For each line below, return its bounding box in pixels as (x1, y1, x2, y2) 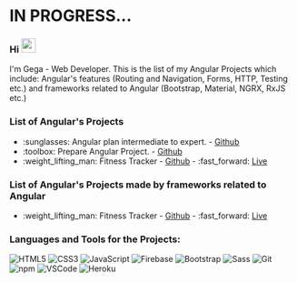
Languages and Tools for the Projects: (9, 233, 181, 246)
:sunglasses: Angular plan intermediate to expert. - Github (22, 136, 240, 147)
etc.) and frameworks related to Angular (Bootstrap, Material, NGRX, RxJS (9, 83, 286, 94)
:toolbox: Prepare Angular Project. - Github (22, 146, 183, 157)
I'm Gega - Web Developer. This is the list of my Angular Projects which (9, 64, 277, 75)
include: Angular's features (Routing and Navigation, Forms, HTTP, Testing (9, 74, 289, 85)
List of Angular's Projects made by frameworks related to (9, 178, 267, 191)
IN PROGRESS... (9, 5, 133, 26)
